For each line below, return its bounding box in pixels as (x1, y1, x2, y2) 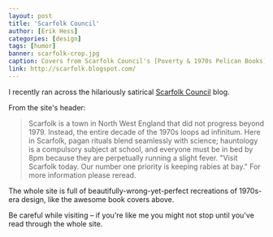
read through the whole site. (8, 218, 103, 228)
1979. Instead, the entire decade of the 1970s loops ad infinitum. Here (28, 127, 262, 136)
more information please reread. (28, 170, 136, 179)
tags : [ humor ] (8, 42, 57, 50)
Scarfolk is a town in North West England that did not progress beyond (28, 118, 265, 128)
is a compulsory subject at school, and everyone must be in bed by (28, 144, 253, 154)
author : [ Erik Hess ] (8, 27, 79, 35)
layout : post (8, 11, 53, 20)
